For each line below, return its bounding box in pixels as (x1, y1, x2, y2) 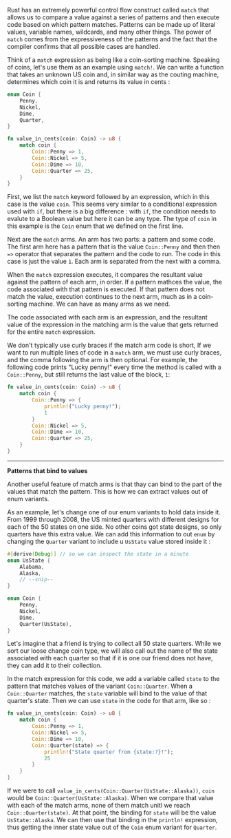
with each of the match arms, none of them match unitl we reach (7, 802, 190, 809)
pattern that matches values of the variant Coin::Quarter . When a (7, 682, 192, 691)
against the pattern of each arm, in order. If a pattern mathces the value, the (7, 278, 222, 286)
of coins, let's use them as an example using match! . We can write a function (7, 63, 224, 71)
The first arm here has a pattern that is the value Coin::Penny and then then (7, 242, 221, 251)
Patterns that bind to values (7, 466, 88, 474)
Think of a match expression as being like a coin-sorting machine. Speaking (7, 56, 220, 64)
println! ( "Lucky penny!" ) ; (43, 403, 122, 410)
